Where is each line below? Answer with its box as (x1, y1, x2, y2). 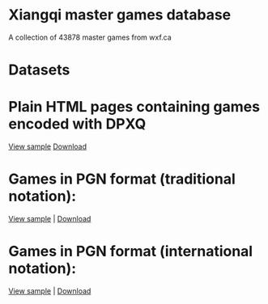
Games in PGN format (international (8, 243, 253, 260)
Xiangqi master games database (8, 6, 232, 24)
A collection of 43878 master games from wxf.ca (8, 32, 172, 42)
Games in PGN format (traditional (8, 170, 236, 188)
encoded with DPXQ (8, 115, 147, 133)
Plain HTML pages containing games (8, 98, 261, 116)
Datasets (8, 61, 70, 79)
